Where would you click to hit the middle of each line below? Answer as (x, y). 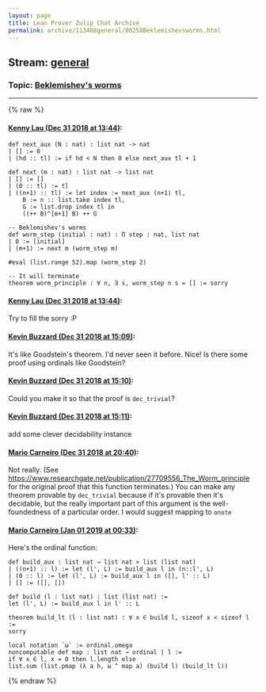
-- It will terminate (44, 277)
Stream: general (49, 62)
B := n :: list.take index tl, (74, 200)
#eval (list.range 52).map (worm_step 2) (78, 262)
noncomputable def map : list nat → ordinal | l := (95, 652)
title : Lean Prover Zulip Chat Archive (74, 23)
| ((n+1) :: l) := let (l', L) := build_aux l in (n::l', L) (111, 569)
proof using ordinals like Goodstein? (67, 362)
